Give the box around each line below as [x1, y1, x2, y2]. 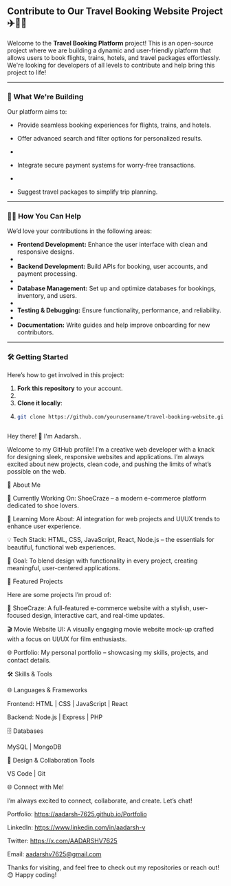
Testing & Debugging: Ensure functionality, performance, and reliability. [16, 306, 221, 314]
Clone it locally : [16, 399, 63, 407]
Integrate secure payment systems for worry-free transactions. [16, 161, 196, 170]
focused [7, 611, 31, 619]
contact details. [7, 656, 52, 664]
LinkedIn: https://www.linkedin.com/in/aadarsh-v [7, 823, 146, 832]
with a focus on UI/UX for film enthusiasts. [7, 634, 127, 643]
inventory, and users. [16, 292, 77, 300]
